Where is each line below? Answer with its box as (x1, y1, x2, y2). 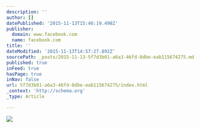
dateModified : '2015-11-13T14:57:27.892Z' (6, 49, 116, 55)
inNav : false (6, 76, 40, 83)
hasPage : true (6, 71, 43, 77)
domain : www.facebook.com (12, 32, 78, 38)
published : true (6, 59, 47, 66)
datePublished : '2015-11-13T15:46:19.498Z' (6, 20, 119, 26)
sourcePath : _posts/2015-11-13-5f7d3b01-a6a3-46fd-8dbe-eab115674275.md (6, 54, 195, 60)
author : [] (6, 15, 34, 21)
